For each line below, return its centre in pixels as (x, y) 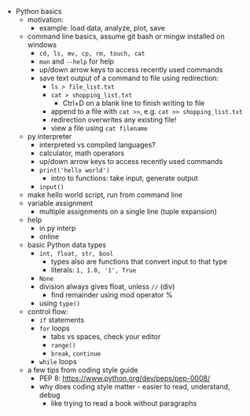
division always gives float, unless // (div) (107, 286)
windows (42, 45)
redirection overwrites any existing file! (114, 120)
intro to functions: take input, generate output (124, 178)
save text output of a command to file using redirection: (129, 78)
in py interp (57, 228)
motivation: (46, 20)
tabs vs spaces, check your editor (106, 336)
